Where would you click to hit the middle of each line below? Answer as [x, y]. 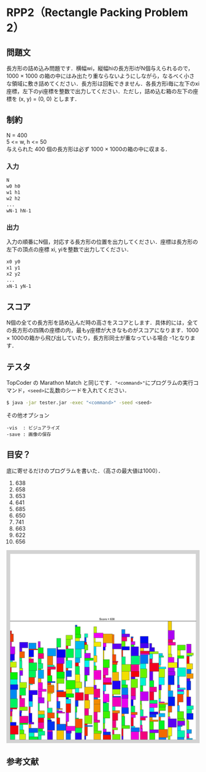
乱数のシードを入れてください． [90, 390]
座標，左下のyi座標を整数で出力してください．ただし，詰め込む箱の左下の [100, 91]
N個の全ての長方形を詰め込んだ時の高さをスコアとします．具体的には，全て [102, 323]
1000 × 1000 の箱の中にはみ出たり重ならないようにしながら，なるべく [95, 76]
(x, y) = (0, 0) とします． [49, 99]
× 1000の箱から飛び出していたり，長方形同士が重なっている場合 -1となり [98, 338]
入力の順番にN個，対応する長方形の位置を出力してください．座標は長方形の [102, 242]
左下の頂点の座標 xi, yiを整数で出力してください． [69, 249]
